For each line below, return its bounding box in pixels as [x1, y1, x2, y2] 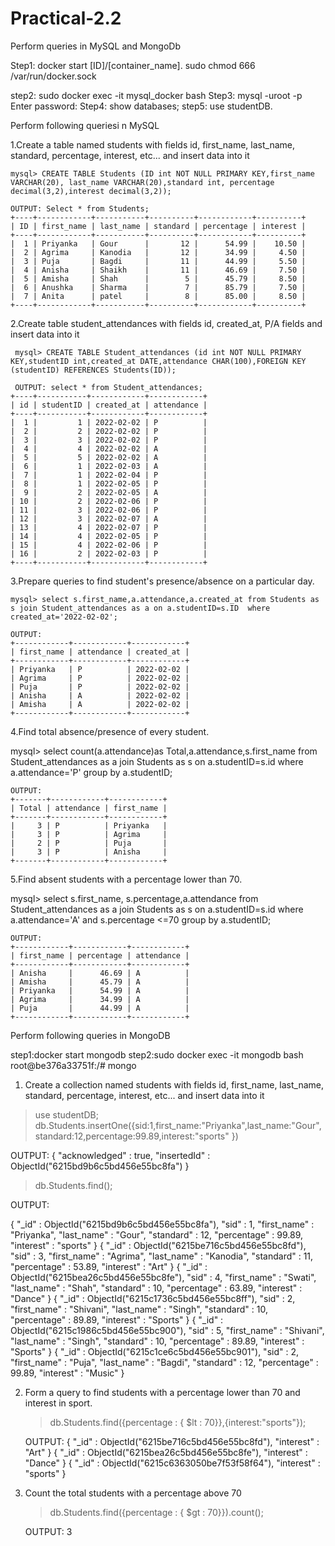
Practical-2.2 [10, 7, 122, 30]
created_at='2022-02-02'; [10, 612, 118, 622]
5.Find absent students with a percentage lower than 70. [10, 873, 243, 885]
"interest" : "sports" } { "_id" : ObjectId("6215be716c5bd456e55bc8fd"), [10, 1239, 307, 1251]
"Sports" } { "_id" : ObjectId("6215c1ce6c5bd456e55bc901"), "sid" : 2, [10, 1345, 299, 1357]
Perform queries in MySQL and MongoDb [10, 40, 182, 52]
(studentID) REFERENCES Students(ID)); [10, 365, 177, 375]
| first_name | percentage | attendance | [10, 950, 190, 961]
